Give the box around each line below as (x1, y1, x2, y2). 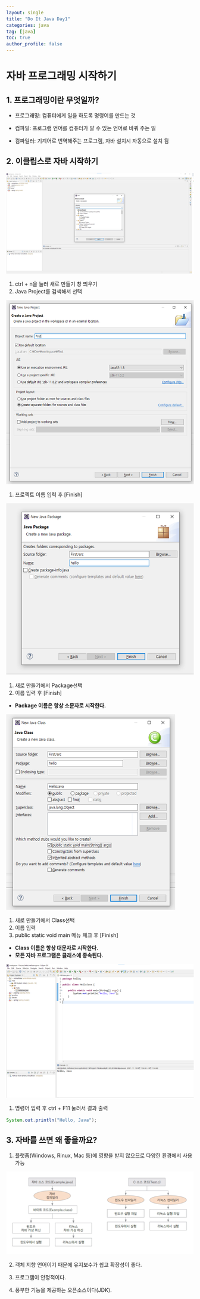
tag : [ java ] (6, 29, 36, 35)
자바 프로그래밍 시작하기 (6, 69, 117, 83)
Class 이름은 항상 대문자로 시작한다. (14, 944, 99, 951)
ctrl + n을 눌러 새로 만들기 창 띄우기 (14, 280, 98, 287)
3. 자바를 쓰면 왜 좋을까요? (6, 1135, 98, 1145)
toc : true (6, 35, 31, 41)
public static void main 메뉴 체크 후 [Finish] (14, 932, 118, 939)
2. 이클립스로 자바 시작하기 (6, 156, 99, 166)
